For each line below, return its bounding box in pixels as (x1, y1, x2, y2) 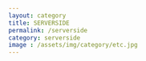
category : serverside (8, 33, 81, 42)
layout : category (8, 11, 67, 20)
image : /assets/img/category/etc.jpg (8, 41, 138, 49)
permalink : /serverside (8, 26, 88, 34)
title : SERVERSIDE (8, 19, 70, 27)
